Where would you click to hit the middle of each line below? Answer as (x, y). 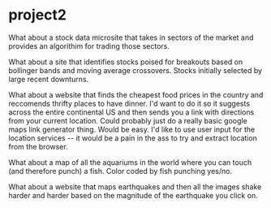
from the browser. (38, 146)
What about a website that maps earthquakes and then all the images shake (135, 186)
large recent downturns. (49, 79)
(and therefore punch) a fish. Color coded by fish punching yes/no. (120, 171)
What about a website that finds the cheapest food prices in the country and (136, 94)
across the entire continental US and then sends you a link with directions (131, 112)
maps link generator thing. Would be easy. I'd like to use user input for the (132, 129)
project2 (38, 15)
